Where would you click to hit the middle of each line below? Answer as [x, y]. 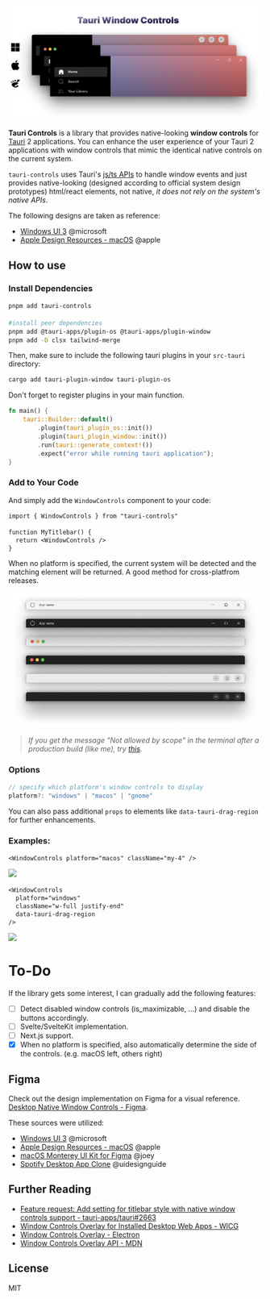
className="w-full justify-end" [70, 906]
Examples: [29, 840]
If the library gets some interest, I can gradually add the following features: [132, 993]
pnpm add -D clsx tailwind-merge [64, 340]
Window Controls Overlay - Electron [80, 1234]
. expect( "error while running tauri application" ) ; [126, 453]
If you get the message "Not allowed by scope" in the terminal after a [143, 740]
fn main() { [28, 411]
